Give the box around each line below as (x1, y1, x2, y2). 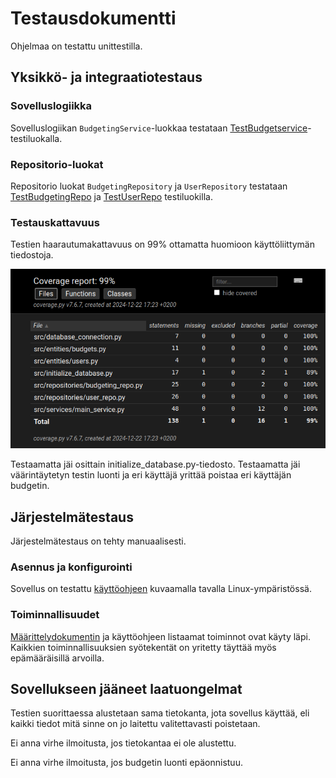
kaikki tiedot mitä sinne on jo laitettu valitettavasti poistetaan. (10, 718, 261, 730)
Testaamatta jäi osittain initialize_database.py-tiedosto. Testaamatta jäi (10, 458, 301, 471)
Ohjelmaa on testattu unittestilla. (10, 40, 143, 52)
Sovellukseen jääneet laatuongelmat (10, 680, 243, 697)
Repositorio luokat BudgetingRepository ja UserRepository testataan (10, 180, 288, 192)
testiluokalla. (10, 132, 63, 144)
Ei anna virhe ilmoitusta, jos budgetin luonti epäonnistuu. (10, 757, 243, 769)
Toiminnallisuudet (10, 608, 100, 622)
